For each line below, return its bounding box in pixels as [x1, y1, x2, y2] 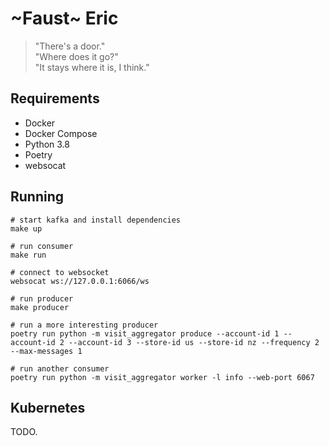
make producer [10, 302, 70, 312]
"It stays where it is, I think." [34, 61, 150, 73]
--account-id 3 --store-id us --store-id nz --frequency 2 [68, 337, 320, 347]
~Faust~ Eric [10, 7, 119, 30]
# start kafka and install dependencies [10, 215, 182, 225]
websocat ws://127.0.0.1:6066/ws [10, 276, 150, 286]
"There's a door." [34, 40, 106, 52]
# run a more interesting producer [10, 320, 159, 330]
